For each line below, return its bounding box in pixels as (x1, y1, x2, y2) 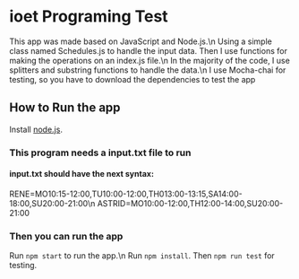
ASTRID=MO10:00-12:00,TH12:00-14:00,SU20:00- (97, 197, 284, 208)
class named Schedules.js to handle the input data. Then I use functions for (9, 45, 288, 56)
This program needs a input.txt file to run (9, 146, 192, 159)
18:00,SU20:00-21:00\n (9, 197, 96, 208)
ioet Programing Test (9, 6, 168, 27)
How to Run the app (9, 100, 121, 116)
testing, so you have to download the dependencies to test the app (9, 74, 256, 84)
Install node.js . (9, 124, 63, 135)
